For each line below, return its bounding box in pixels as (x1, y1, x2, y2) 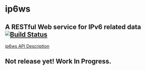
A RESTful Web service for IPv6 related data (5, 23, 141, 31)
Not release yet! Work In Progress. (5, 57, 111, 66)
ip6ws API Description (5, 43, 50, 49)
